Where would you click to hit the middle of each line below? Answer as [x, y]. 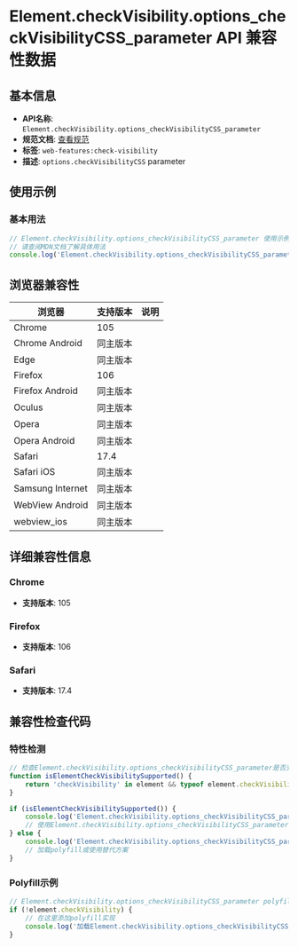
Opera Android [44, 441]
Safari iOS [35, 472]
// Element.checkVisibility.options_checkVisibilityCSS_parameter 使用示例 [149, 238]
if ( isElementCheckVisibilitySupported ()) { [93, 809]
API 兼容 [247, 38]
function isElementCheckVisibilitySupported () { [101, 776]
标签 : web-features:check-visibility [90, 150]
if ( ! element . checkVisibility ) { [71, 910]
